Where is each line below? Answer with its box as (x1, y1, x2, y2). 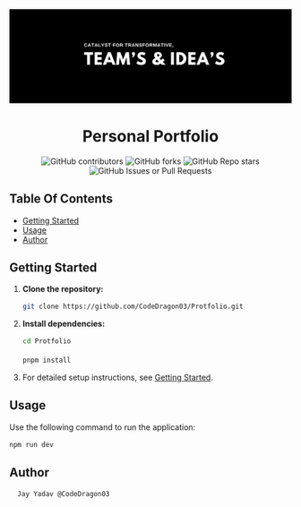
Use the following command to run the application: (9, 421, 196, 433)
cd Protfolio (21, 337, 72, 346)
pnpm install (21, 356, 72, 365)
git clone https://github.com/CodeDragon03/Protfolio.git (21, 302, 244, 312)
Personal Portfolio (82, 126, 219, 147)
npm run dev (9, 440, 54, 449)
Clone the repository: (21, 284, 104, 295)
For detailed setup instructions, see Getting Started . (21, 372, 213, 382)
